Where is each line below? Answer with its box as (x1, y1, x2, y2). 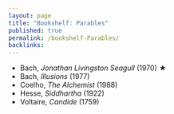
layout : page (8, 11, 52, 20)
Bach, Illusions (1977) (19, 72, 90, 81)
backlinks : (8, 41, 45, 49)
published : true (8, 26, 62, 34)
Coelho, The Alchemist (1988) (19, 81, 118, 90)
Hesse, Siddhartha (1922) (19, 88, 105, 98)
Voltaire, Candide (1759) (19, 97, 100, 107)
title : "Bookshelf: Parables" (8, 19, 109, 27)
